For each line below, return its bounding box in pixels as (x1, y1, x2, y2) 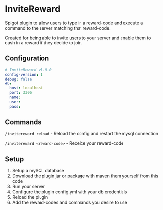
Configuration (5, 54, 49, 63)
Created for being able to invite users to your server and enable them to (5, 35, 151, 41)
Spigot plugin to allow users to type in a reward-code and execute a (5, 20, 143, 26)
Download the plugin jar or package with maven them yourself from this (12, 173, 159, 179)
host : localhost (9, 85, 43, 91)
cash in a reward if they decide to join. (5, 40, 83, 45)
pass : (9, 104, 21, 109)
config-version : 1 (5, 72, 43, 77)
